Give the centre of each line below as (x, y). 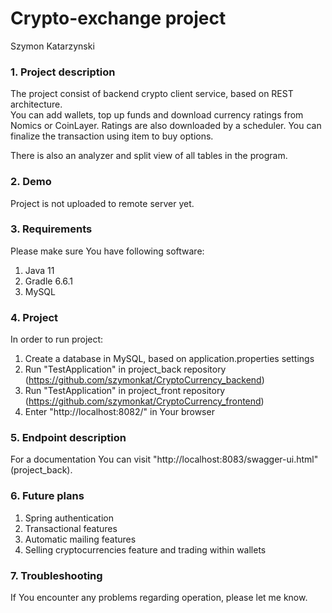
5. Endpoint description (68, 438)
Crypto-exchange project (118, 18)
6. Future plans (47, 496)
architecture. (36, 104)
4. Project (34, 317)
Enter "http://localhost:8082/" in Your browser (119, 412)
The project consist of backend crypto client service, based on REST (152, 94)
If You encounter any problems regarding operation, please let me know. (159, 598)
